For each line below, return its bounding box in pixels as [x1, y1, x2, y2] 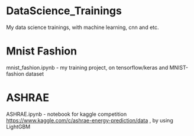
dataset [25, 70, 44, 77]
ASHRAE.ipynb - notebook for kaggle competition [6, 111, 127, 118]
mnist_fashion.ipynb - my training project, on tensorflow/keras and [6, 64, 169, 71]
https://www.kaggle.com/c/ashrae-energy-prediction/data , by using [6, 116, 173, 124]
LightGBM [6, 123, 31, 130]
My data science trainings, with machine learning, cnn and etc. [6, 24, 159, 31]
